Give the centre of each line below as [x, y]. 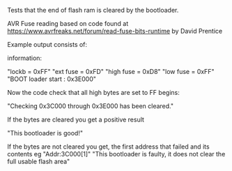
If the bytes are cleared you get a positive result [76, 119]
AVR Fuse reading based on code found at [68, 23]
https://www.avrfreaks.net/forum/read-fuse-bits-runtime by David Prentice [115, 31]
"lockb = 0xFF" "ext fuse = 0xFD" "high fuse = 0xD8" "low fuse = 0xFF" [111, 72]
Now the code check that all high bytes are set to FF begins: [93, 92]
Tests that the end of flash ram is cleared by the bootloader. [93, 10]
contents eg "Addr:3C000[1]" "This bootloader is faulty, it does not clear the [116, 154]
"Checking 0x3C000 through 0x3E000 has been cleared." [91, 106]
